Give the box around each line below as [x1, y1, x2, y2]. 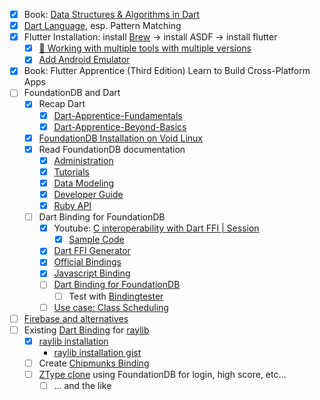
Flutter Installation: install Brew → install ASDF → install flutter [23, 31, 278, 43]
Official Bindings [53, 256, 122, 268]
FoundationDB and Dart [23, 87, 121, 99]
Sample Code [68, 234, 125, 246]
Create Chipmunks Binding [38, 357, 150, 369]
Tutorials [53, 165, 90, 178]
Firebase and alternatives [23, 312, 129, 324]
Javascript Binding [53, 267, 131, 279]
